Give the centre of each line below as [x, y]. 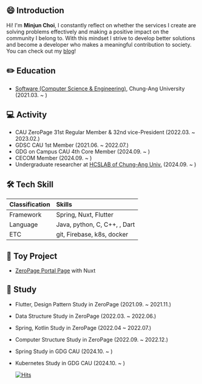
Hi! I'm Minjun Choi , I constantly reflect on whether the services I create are [101, 25]
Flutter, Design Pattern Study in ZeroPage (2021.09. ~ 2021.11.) [93, 304]
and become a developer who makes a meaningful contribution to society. [99, 44]
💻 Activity [27, 115]
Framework [25, 215]
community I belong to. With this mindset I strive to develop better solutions [101, 38]
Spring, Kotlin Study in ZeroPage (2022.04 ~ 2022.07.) [83, 328]
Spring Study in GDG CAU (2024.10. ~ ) [64, 351]
